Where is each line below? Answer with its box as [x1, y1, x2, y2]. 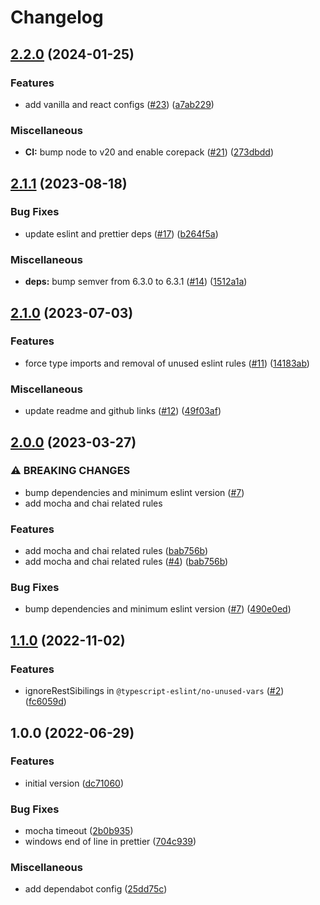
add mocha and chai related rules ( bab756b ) [24, 545, 209, 557]
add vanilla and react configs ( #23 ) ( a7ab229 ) [24, 98, 215, 110]
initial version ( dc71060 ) [24, 777, 125, 789]
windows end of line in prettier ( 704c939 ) [24, 836, 197, 848]
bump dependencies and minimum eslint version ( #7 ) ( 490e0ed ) [24, 603, 292, 615]
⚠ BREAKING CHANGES [10, 464, 131, 478]
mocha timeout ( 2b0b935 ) [24, 825, 134, 837]
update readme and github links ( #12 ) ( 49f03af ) [24, 405, 222, 417]
